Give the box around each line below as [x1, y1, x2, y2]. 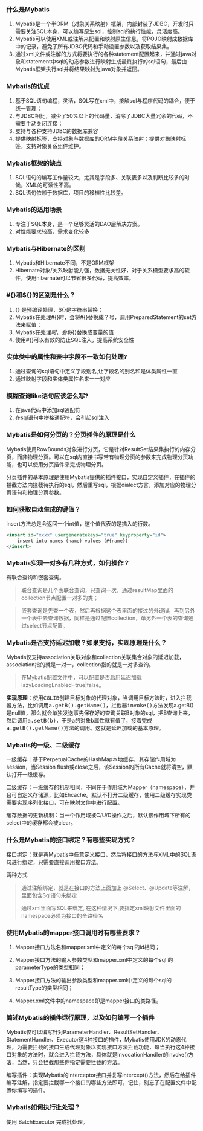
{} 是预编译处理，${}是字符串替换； [14, 306, 104, 313]
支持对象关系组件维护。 [25, 142, 85, 149]
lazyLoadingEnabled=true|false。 [21, 681, 105, 689]
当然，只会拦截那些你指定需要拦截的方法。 [16, 1058, 123, 1066]
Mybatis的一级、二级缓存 [6, 741, 80, 750]
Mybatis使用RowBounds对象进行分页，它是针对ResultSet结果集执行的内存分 [6, 445, 196, 453]
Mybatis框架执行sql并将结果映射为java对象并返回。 [14, 65, 143, 73]
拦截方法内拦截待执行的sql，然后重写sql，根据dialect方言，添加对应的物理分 [6, 481, 196, 488]
